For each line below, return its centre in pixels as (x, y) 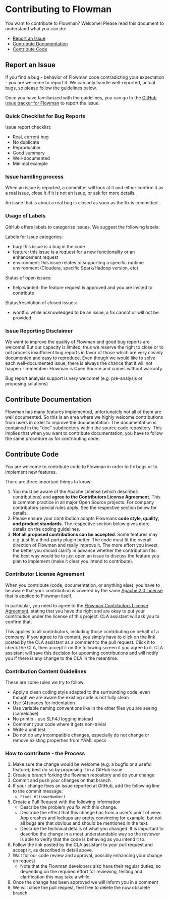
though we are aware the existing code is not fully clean (71, 698)
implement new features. (31, 472)
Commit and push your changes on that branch (62, 780)
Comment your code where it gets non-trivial (59, 724)
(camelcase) (25, 714)
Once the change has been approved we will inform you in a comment (85, 882)
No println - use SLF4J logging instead (53, 719)
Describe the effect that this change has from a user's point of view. (91, 813)
